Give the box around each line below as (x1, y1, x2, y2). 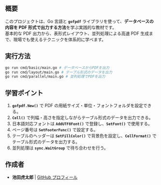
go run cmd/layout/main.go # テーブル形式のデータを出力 (5, 70, 113, 75)
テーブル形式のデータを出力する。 (12, 139, 80, 145)
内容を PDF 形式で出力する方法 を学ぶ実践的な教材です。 (5, 24, 117, 30)
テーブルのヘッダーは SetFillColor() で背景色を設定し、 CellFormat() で (12, 133, 157, 139)
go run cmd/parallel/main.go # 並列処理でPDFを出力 (5, 74, 105, 79)
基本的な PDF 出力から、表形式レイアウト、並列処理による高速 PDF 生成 (5, 31, 149, 36)
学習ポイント (5, 89, 44, 97)
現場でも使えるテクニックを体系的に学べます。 (13, 36, 106, 42)
